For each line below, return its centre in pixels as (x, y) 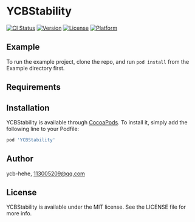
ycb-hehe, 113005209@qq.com (46, 173)
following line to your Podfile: (43, 129)
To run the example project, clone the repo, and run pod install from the (98, 61)
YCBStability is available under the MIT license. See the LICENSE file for (96, 207)
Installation (28, 108)
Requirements (33, 87)
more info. (19, 214)
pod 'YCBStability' (31, 140)
